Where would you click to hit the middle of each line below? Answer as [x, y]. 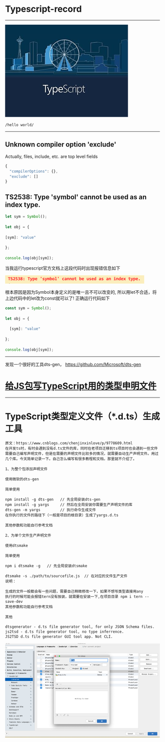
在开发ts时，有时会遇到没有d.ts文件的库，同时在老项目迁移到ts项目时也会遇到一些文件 [82, 448]
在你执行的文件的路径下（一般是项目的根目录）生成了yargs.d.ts [62, 515]
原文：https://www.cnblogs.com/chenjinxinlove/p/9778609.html [69, 443]
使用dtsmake [16, 545]
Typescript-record [43, 9]
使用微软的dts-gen [22, 479]
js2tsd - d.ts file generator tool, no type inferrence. [65, 632]
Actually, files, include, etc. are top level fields [52, 156]
